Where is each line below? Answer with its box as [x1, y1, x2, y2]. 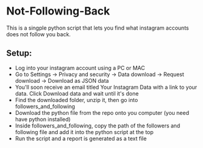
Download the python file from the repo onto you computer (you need [15, 109, 190, 116]
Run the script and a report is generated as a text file [15, 135, 147, 142]
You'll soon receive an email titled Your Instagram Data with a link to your [15, 83, 198, 91]
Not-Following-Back [6, 4, 110, 18]
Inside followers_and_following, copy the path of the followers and [15, 122, 181, 129]
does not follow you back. [6, 30, 71, 37]
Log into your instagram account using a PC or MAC [15, 64, 145, 71]
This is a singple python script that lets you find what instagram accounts [6, 24, 189, 31]
